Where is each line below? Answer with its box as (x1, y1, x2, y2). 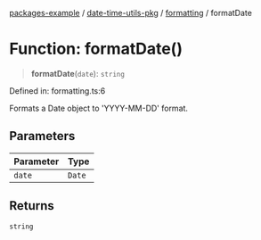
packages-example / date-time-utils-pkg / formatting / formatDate (9, 8, 252, 18)
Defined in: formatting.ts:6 (9, 85, 106, 96)
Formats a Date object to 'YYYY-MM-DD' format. (9, 103, 189, 113)
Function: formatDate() (9, 39, 183, 59)
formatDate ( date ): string (30, 68, 125, 79)
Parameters (9, 128, 76, 144)
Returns (9, 198, 55, 213)
